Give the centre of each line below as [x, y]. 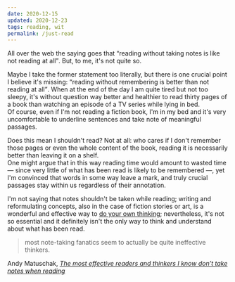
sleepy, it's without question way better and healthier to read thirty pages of [117, 97]
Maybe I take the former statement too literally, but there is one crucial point [117, 75]
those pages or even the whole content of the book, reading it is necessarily [118, 148]
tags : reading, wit [36, 27]
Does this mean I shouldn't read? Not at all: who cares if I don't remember [114, 141]
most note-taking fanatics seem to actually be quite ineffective [115, 243]
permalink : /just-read [40, 33]
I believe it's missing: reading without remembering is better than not [108, 82]
